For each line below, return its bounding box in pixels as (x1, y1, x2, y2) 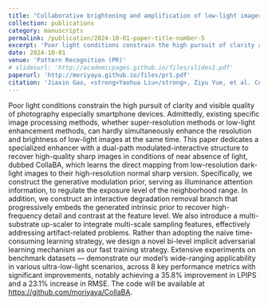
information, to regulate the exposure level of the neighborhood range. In (8, 185, 248, 195)
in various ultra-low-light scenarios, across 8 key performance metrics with (8, 261, 256, 271)
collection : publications (8, 19, 94, 27)
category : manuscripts (8, 26, 84, 34)
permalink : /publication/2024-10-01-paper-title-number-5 (8, 34, 205, 42)
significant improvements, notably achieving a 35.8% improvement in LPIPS (8, 270, 257, 279)
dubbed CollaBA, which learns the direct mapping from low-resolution (8, 160, 238, 169)
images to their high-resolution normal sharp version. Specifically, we (24, 168, 253, 178)
